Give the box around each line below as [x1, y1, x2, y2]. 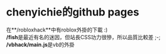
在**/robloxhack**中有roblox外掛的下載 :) [6, 26, 108, 33]
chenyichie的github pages [6, 5, 140, 19]
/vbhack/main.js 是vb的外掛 [6, 41, 75, 48]
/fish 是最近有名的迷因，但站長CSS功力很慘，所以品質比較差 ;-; [6, 33, 161, 40]
